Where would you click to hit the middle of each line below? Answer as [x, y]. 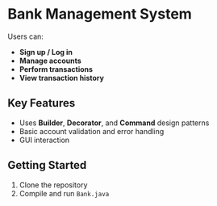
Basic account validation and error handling [92, 131]
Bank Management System [100, 14]
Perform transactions [56, 69]
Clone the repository [53, 185]
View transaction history [61, 78]
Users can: [25, 36]
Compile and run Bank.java [64, 193]
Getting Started [47, 165]
